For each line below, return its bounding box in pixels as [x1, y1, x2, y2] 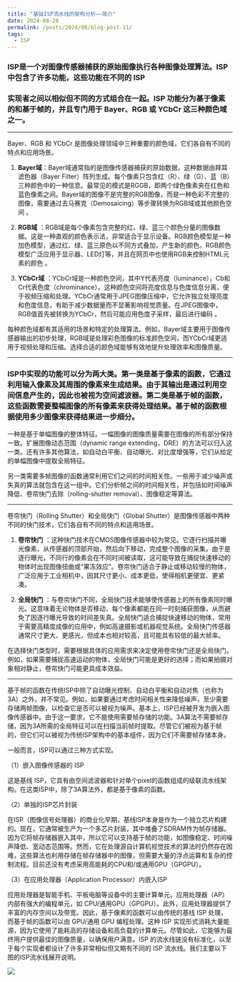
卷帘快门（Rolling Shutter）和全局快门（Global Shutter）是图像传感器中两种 [7, 511, 231, 520]
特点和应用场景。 [7, 148, 58, 157]
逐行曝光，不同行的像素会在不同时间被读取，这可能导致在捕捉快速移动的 [17, 553, 231, 561]
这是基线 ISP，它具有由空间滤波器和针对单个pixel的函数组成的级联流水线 [7, 776, 221, 784]
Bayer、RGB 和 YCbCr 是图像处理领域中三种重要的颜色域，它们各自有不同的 [7, 139, 231, 148]
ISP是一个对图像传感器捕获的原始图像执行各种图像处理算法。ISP [7, 62, 229, 72]
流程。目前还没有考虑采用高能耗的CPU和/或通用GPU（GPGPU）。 [13, 860, 206, 868]
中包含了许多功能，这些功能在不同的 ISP [7, 73, 145, 83]
